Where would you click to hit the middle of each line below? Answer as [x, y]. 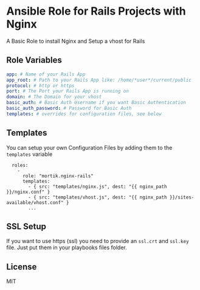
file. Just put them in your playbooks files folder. [67, 247]
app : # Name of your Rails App [46, 74]
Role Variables [34, 60]
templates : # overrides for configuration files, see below [84, 114]
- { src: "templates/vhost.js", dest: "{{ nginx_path [98, 197]
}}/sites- [182, 197]
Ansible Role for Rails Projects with [96, 11]
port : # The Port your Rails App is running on [68, 91]
